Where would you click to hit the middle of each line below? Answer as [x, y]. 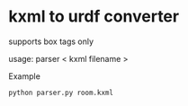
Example [25, 76]
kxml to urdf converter [94, 17]
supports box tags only [51, 41]
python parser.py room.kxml [61, 93]
